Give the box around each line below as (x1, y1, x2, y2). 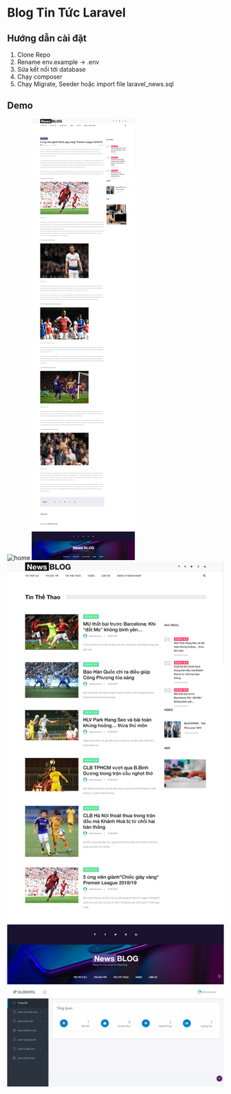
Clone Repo (16, 50, 51, 59)
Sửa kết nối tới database (16, 66, 86, 73)
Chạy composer (16, 72, 63, 81)
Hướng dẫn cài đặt (7, 32, 87, 44)
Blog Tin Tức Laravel (7, 5, 126, 21)
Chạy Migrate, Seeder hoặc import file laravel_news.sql (16, 80, 174, 88)
